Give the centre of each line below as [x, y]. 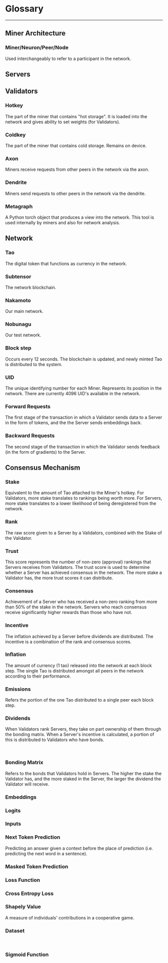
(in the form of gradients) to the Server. [45, 452]
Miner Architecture [35, 33]
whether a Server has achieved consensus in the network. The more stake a [84, 572]
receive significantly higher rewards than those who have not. [69, 612]
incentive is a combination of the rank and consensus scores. [68, 641]
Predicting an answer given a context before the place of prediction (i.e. [79, 848]
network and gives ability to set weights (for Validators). [63, 122]
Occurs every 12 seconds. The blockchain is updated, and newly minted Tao [84, 359]
